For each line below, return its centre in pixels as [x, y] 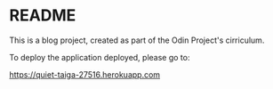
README [43, 16]
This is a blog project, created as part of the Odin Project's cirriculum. [137, 40]
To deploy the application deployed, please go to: [100, 57]
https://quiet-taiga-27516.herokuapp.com [85, 74]
